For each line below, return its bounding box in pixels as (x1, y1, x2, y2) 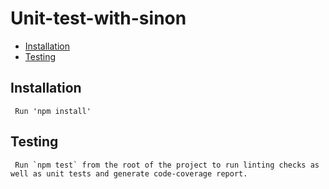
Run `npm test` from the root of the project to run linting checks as (14, 160, 320, 170)
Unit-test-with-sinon (10, 7, 187, 30)
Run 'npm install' (14, 106, 92, 116)
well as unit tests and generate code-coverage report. (10, 168, 248, 179)
